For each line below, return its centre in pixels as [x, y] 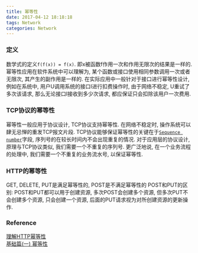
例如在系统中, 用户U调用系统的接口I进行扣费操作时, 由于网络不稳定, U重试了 [98, 86]
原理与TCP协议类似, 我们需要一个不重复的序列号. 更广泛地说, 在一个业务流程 [98, 146]
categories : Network [32, 28]
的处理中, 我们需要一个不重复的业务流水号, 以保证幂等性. [74, 154]
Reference [21, 223]
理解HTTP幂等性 [26, 236]
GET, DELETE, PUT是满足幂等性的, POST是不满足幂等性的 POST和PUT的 [95, 185]
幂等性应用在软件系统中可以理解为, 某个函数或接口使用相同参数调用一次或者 [98, 71]
